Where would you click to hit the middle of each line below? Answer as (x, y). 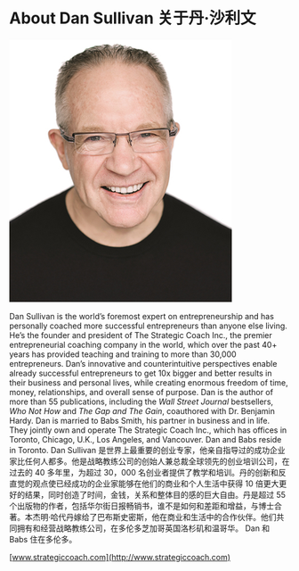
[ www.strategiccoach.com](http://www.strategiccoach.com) (120, 557)
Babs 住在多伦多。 (43, 539)
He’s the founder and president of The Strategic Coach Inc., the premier (141, 335)
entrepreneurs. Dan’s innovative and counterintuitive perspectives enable (143, 363)
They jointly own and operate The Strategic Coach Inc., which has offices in (148, 430)
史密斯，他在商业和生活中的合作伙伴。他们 (199, 517)
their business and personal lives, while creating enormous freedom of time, (149, 382)
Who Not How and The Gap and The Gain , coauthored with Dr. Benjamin (142, 410)
